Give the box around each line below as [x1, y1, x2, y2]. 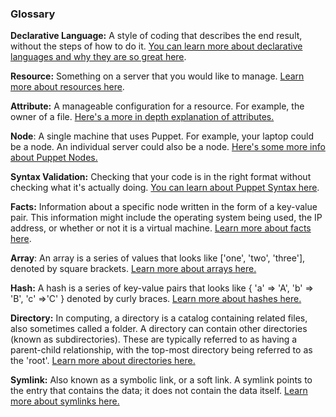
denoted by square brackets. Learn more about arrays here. [10, 263, 257, 275]
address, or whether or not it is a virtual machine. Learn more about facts [10, 222, 312, 234]
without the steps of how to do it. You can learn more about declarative [10, 40, 303, 52]
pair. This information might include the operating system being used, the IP [10, 212, 323, 224]
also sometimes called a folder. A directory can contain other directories [10, 323, 308, 335]
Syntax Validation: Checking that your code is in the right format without [10, 171, 312, 183]
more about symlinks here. [10, 395, 120, 407]
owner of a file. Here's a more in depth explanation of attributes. [10, 111, 275, 123]
